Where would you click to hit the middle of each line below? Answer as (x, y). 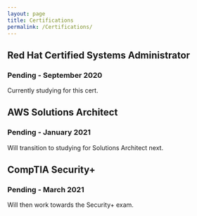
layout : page (26, 14)
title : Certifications (40, 20)
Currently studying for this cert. (53, 90)
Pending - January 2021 (49, 133)
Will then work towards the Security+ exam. (70, 205)
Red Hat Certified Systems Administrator (99, 55)
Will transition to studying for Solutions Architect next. (85, 147)
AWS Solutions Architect (63, 113)
